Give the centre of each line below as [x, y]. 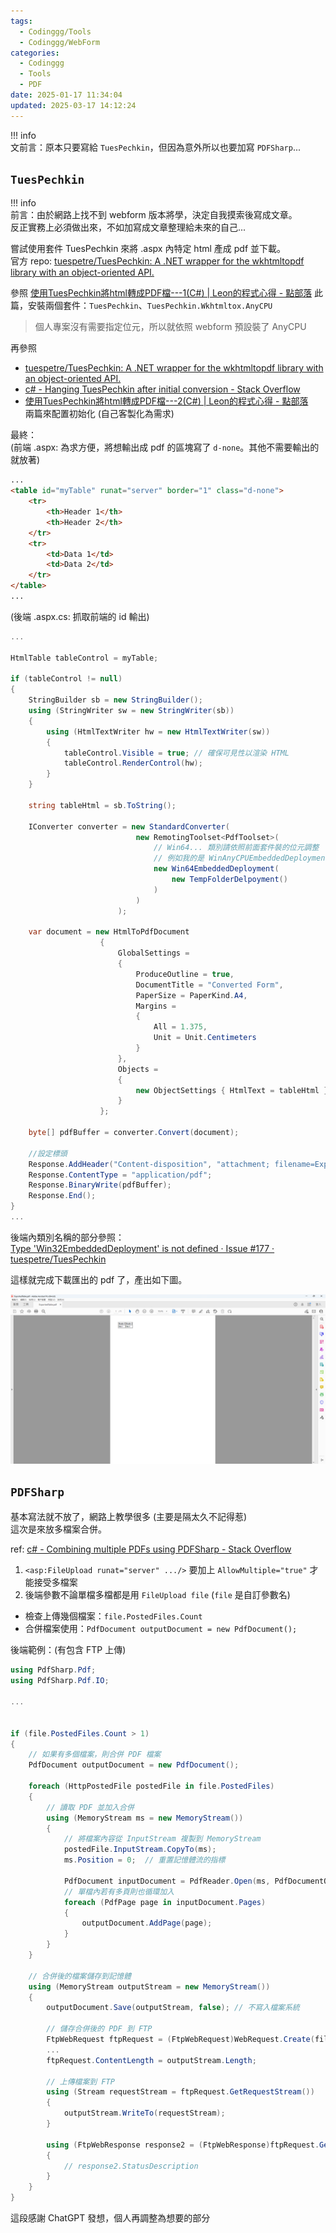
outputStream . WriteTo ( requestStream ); [144, 2113]
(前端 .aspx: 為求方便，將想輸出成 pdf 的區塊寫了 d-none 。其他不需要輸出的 [165, 447]
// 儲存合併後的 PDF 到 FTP [99, 2029]
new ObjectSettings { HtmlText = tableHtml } [232, 1090]
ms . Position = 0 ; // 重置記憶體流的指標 [144, 1860]
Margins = [156, 1006]
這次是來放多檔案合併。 [58, 1529]
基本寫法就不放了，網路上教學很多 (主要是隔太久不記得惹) [129, 1517]
